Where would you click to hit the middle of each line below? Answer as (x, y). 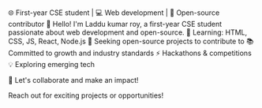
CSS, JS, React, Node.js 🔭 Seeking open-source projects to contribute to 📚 (131, 41)
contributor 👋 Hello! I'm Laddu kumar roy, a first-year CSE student (115, 24)
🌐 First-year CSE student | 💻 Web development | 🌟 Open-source (114, 13)
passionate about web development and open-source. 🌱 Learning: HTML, (128, 32)
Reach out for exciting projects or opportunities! (86, 95)
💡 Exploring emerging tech (52, 64)
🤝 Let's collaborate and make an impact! (74, 80)
